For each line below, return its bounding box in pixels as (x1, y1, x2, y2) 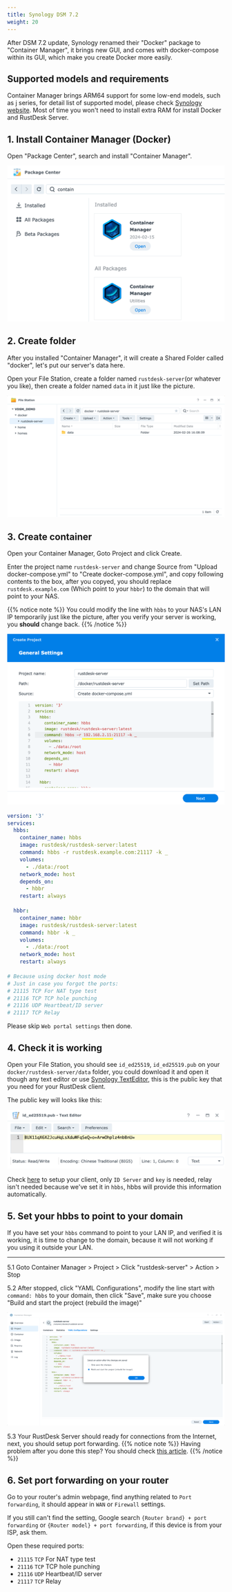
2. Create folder (7, 336, 76, 347)
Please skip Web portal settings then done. (7, 1022, 133, 1030)
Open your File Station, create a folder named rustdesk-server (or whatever (7, 374, 221, 383)
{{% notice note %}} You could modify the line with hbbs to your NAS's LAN (7, 605, 222, 614)
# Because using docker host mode (7, 973, 107, 980)
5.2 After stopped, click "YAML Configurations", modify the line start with (7, 1284, 215, 1292)
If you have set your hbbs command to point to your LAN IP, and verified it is (7, 1229, 222, 1237)
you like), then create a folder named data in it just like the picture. (7, 381, 195, 390)
